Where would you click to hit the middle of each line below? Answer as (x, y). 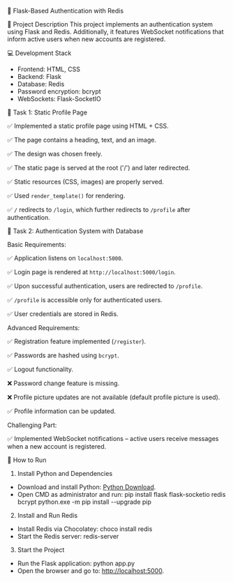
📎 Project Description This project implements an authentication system (110, 24)
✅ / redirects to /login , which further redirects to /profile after (99, 210)
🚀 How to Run (27, 460)
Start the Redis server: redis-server (68, 536)
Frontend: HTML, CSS (48, 69)
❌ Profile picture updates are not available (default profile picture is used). (114, 397)
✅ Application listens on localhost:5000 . (65, 258)
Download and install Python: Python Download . (87, 487)
